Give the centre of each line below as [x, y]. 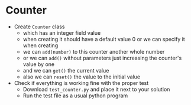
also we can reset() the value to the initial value [81, 77]
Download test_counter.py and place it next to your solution [96, 89]
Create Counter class [39, 27]
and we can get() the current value [66, 70]
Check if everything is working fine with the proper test [81, 83]
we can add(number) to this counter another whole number [94, 51]
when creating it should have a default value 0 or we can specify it [104, 39]
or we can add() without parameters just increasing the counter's [102, 58]
